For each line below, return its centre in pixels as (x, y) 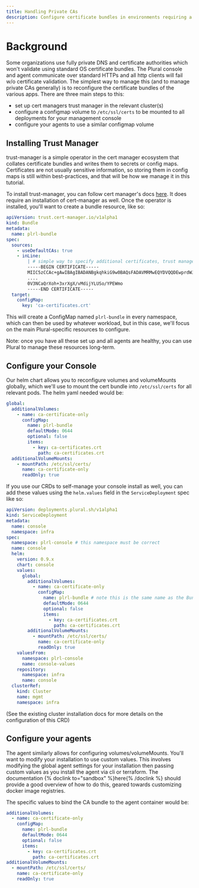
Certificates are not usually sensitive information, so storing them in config (97, 170)
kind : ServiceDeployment (37, 516)
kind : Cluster (34, 691)
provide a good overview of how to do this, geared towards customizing (94, 784)
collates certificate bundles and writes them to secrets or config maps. (92, 164)
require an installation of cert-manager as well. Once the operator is (89, 200)
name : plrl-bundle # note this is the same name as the (114, 598)
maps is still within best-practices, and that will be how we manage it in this (98, 176)
